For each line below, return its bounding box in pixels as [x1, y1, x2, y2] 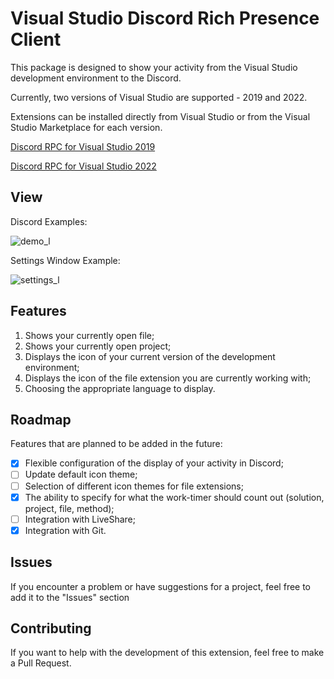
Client [10, 28, 62, 51]
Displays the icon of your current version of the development [24, 350, 276, 362]
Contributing [10, 620, 92, 637]
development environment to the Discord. [10, 72, 182, 84]
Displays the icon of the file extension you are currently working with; [24, 372, 312, 384]
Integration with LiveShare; [24, 513, 136, 525]
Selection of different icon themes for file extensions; [24, 480, 244, 492]
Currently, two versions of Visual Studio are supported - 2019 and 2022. [10, 91, 308, 103]
